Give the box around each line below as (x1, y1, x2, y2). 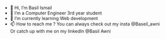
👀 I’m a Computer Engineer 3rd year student (10, 10, 102, 16)
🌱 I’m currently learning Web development (10, 15, 98, 21)
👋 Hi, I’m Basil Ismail (10, 5, 52, 10)
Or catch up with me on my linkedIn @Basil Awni (10, 28, 111, 34)
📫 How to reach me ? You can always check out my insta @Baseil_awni (10, 21, 160, 27)
